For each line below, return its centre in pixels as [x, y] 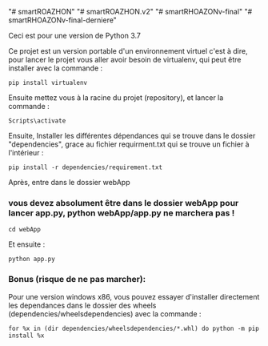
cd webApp [25, 230]
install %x [26, 336]
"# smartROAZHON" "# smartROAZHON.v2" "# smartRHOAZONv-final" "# [130, 12]
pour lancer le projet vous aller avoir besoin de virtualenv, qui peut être [125, 60]
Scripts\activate [37, 121]
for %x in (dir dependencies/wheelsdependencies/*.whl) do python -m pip [134, 328]
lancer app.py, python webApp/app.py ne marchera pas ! [122, 213]
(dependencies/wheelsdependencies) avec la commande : [105, 314]
